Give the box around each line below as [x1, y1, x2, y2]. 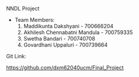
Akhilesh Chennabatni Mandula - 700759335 [23, 29, 133, 36]
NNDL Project [6, 5, 40, 12]
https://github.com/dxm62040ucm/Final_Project [6, 64, 124, 71]
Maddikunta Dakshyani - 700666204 [23, 23, 114, 29]
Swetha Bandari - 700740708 [23, 35, 96, 42]
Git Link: [6, 53, 27, 59]
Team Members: [14, 16, 55, 23]
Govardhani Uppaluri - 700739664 [23, 41, 108, 48]
